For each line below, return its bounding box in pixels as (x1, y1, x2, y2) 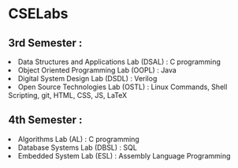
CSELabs (8, 5, 69, 23)
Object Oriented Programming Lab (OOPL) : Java (18, 65, 177, 75)
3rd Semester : (8, 36, 83, 50)
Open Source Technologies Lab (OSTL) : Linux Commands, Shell (18, 82, 228, 91)
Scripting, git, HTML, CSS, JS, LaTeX (8, 91, 128, 99)
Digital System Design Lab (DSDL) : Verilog (18, 74, 158, 83)
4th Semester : (8, 114, 83, 127)
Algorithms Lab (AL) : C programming (18, 134, 139, 144)
